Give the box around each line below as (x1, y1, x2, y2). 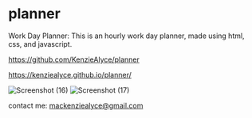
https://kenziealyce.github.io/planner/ (8, 70, 132, 79)
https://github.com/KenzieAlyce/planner (8, 55, 140, 64)
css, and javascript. (8, 39, 73, 48)
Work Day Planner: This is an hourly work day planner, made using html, (8, 31, 245, 40)
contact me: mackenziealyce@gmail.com (8, 101, 144, 110)
